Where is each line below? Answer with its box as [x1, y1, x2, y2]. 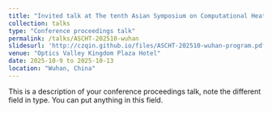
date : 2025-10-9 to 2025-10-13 [8, 57, 114, 65]
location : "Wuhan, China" [8, 65, 96, 73]
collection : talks [8, 19, 70, 27]
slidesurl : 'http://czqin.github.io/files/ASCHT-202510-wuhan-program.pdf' [8, 42, 270, 50]
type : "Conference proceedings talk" [8, 27, 136, 35]
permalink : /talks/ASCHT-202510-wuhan [8, 34, 139, 43]
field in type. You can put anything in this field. [8, 94, 164, 105]
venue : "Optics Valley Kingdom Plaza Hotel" [8, 49, 161, 57]
